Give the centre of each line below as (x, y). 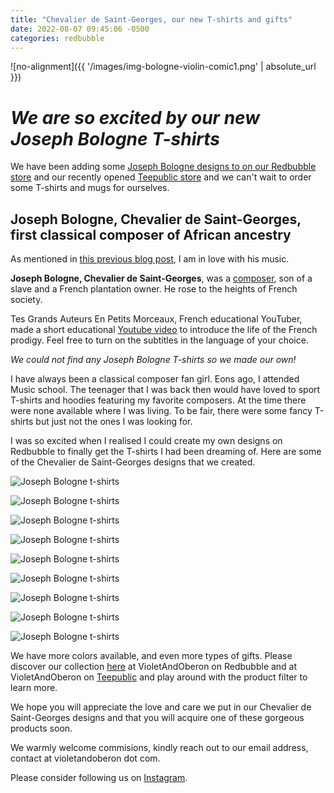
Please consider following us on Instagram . (99, 778)
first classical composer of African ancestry (151, 234)
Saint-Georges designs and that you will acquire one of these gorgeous (157, 718)
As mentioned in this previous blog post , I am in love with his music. (150, 259)
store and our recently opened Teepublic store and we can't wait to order (161, 177)
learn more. (34, 688)
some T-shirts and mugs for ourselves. (90, 188)
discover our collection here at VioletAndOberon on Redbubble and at (154, 667)
